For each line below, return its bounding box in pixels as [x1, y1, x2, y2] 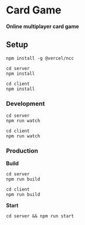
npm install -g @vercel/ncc [6, 55, 75, 61]
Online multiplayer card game [6, 23, 80, 30]
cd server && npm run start [6, 213, 75, 219]
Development [6, 99, 45, 108]
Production [6, 147, 38, 155]
